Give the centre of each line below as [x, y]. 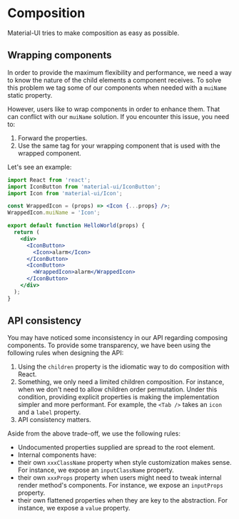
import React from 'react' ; [49, 180]
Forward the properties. [52, 138]
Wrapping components [60, 55]
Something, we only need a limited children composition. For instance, [121, 382]
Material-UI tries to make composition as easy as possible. [93, 33]
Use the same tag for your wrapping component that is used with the [119, 145]
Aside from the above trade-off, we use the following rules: [94, 433]
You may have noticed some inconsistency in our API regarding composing [118, 338]
